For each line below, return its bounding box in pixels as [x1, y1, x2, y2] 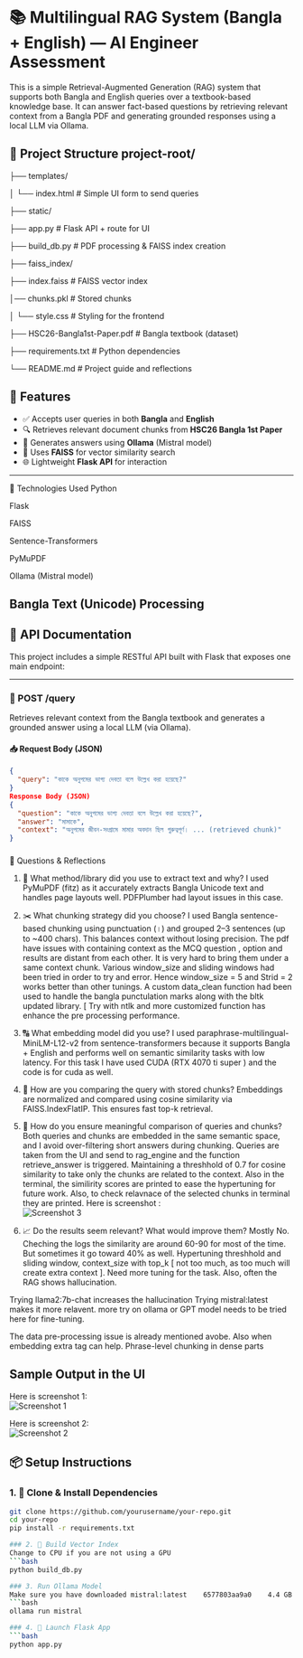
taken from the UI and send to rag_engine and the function [22, 1150, 241, 1161]
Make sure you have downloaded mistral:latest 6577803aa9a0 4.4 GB [9, 1590, 293, 1599]
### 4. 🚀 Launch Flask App [9, 1624, 111, 1633]
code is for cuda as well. [22, 1067, 114, 1078]
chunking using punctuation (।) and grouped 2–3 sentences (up [48, 923, 286, 934]
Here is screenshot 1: [9, 1390, 87, 1401]
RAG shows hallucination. [22, 1276, 117, 1288]
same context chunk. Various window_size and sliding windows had [22, 962, 275, 973]
